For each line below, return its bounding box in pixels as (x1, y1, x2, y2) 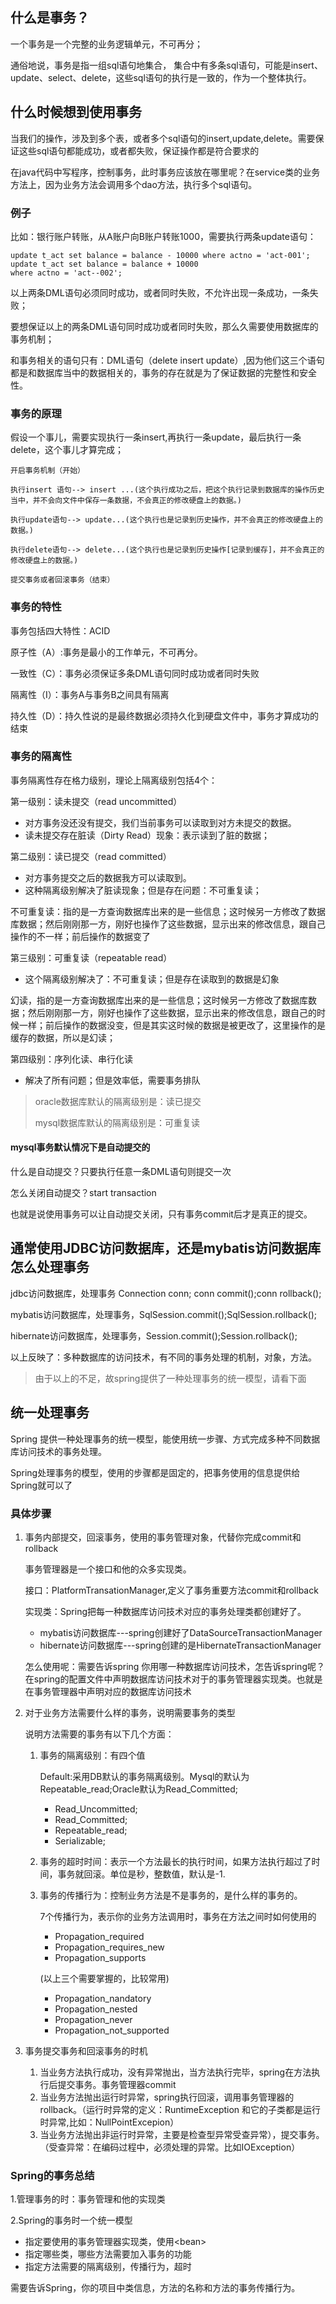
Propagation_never (54, 2013, 133, 2025)
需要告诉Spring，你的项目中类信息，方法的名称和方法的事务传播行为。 (10, 2282, 301, 2294)
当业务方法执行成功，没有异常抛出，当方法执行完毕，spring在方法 (39, 2066, 312, 2078)
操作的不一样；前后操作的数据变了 (10, 930, 151, 942)
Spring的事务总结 (10, 2168, 95, 2182)
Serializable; (54, 1834, 106, 1847)
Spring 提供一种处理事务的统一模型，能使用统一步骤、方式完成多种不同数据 (10, 1433, 321, 1445)
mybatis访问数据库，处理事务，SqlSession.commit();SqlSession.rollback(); (10, 1308, 318, 1320)
